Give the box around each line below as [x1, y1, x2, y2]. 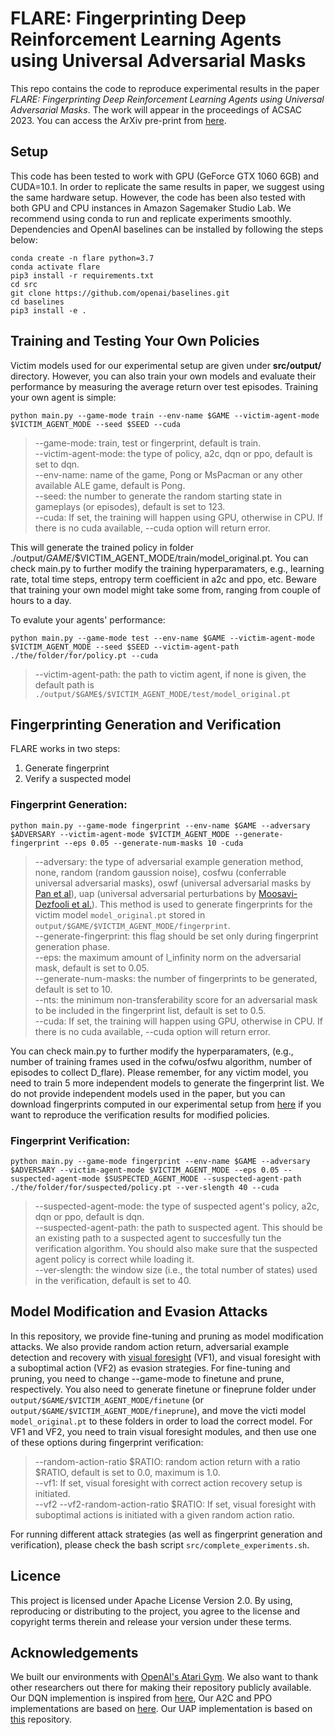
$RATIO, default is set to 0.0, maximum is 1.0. [34, 1466, 221, 1478]
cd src [10, 279, 38, 289]
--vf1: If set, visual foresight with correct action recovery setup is [34, 1477, 303, 1489]
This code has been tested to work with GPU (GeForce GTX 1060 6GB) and [10, 170, 320, 182]
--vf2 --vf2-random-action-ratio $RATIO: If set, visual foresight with [34, 1498, 317, 1510]
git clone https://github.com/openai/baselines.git [10, 288, 230, 298]
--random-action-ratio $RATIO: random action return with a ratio [34, 1455, 301, 1467]
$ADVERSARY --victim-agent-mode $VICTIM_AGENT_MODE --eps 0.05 [10, 1165, 280, 1175]
